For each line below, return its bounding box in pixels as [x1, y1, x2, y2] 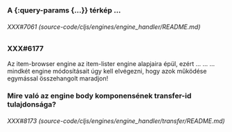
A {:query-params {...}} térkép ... [7, 5, 121, 15]
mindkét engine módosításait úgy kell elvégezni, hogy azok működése [7, 67, 207, 75]
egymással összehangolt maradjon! [7, 74, 109, 82]
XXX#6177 [7, 44, 44, 54]
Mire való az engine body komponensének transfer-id [7, 91, 192, 101]
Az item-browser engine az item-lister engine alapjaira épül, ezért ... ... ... [7, 59, 215, 67]
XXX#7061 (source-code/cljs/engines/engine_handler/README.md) [7, 23, 201, 31]
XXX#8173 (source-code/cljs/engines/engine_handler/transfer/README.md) [7, 117, 225, 125]
